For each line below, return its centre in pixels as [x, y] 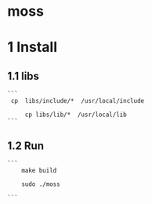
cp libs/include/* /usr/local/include [78, 101]
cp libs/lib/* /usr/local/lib [76, 115]
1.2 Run [26, 146]
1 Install [33, 47]
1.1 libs [24, 76]
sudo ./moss [41, 184]
